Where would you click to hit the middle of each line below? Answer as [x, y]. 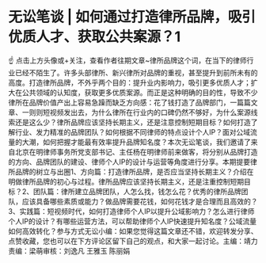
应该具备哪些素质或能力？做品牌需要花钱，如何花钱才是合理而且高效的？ [140, 201]
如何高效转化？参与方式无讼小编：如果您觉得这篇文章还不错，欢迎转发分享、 [133, 231]
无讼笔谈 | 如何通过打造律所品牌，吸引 [132, 17]
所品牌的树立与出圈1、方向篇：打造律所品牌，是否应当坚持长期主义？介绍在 [131, 171]
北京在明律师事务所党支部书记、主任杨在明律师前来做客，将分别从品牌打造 [136, 151]
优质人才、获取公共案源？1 [95, 37]
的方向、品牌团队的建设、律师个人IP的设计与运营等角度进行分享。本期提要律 [133, 162]
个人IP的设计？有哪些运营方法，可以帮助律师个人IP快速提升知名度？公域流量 [133, 221]
